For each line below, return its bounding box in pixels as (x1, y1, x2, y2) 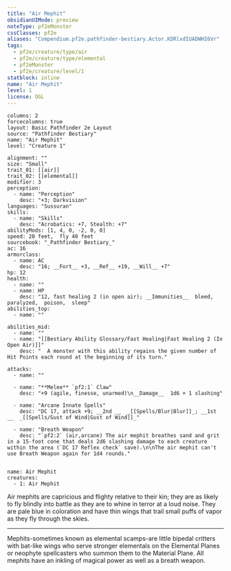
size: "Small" (7, 161, 48, 168)
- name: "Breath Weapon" (13, 426, 85, 433)
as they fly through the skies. (7, 514, 89, 523)
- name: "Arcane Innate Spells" (13, 402, 107, 409)
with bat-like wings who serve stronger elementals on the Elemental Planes (7, 542, 220, 550)
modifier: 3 (7, 179, 41, 186)
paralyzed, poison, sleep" (7, 299, 91, 306)
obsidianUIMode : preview (7, 17, 78, 23)
